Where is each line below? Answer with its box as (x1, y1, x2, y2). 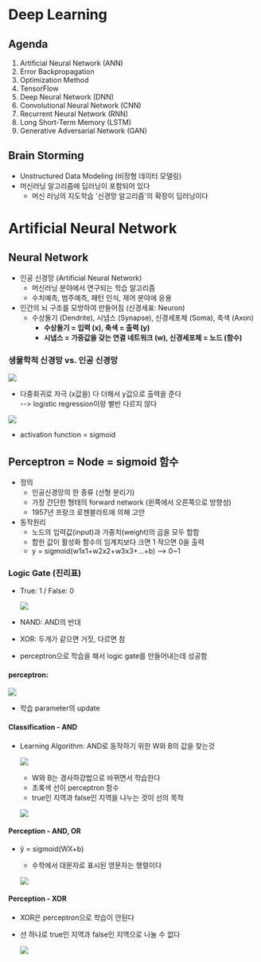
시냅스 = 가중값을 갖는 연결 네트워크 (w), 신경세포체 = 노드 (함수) (43, 333, 243, 342)
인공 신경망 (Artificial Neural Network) (19, 273, 142, 282)
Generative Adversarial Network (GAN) (19, 126, 147, 135)
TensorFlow (19, 84, 59, 93)
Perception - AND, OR (8, 826, 81, 836)
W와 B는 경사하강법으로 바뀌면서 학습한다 (31, 773, 161, 782)
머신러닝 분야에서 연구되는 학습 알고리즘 (31, 282, 156, 292)
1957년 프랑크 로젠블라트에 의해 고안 (31, 507, 146, 516)
